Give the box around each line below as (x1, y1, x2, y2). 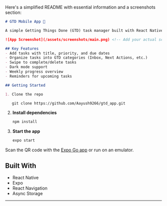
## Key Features (5, 46, 39, 51)
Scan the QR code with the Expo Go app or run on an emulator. (5, 147, 134, 153)
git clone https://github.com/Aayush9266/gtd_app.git (11, 101, 126, 106)
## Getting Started (5, 83, 46, 88)
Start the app (12, 128, 41, 134)
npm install (12, 119, 37, 124)
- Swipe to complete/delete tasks (5, 60, 77, 65)
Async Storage (12, 190, 43, 196)
